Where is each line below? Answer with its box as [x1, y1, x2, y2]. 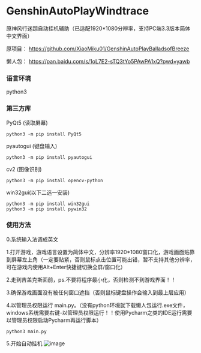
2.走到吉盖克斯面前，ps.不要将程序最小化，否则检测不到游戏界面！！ [6, 276, 176, 283]
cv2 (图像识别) [6, 165, 42, 173]
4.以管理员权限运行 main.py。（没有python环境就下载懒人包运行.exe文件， [6, 301, 188, 309]
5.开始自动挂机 [6, 340, 43, 347]
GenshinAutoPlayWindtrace [6, 4, 149, 18]
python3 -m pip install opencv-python [6, 177, 103, 183]
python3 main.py [6, 328, 47, 334]
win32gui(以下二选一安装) [6, 189, 70, 196]
